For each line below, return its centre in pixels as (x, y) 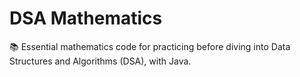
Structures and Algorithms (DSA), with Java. (100, 61)
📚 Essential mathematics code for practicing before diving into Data (150, 46)
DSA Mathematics (86, 18)
